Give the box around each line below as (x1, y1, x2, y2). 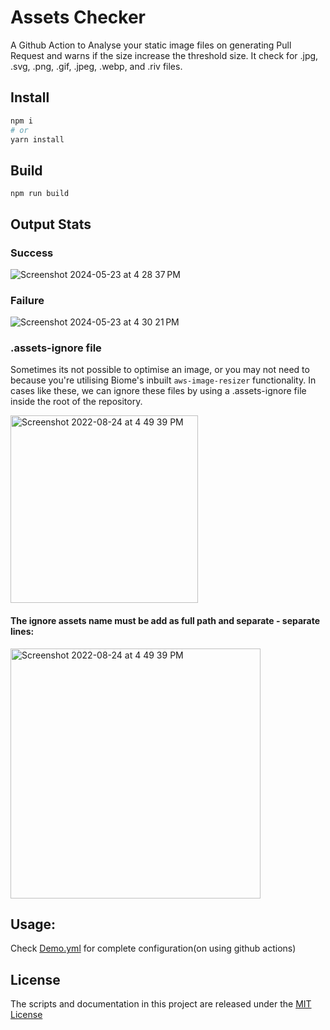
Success (10, 246, 54, 260)
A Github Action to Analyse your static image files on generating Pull (10, 39, 292, 51)
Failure (10, 293, 45, 307)
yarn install (10, 134, 65, 145)
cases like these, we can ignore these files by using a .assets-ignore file (10, 385, 307, 397)
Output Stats (10, 216, 92, 233)
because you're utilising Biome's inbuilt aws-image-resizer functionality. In (10, 374, 317, 386)
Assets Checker (10, 6, 146, 29)
